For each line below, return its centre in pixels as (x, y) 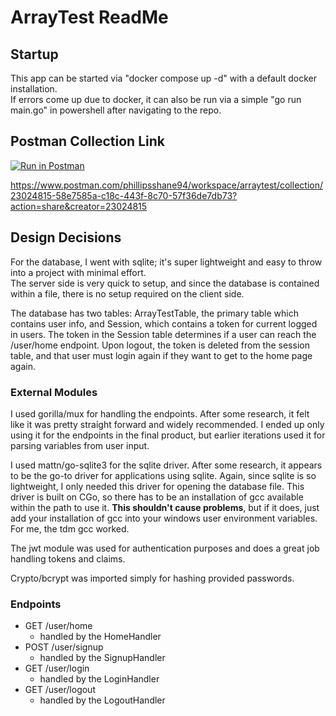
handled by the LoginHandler (99, 679)
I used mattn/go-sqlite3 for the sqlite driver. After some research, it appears (166, 465)
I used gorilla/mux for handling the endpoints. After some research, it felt (160, 413)
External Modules (54, 392)
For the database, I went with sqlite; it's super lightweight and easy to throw (166, 262)
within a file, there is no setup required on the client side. (127, 293)
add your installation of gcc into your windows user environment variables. (164, 518)
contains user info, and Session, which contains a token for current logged (164, 323)
